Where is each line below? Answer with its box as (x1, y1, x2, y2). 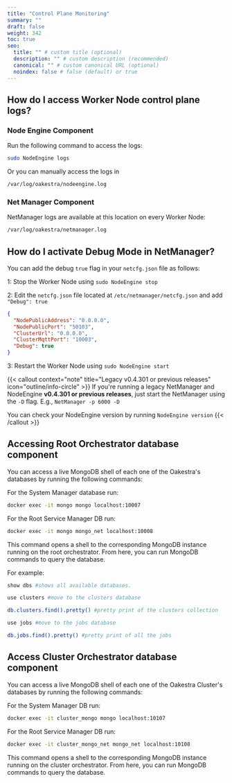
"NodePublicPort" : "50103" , (13, 323, 95, 330)
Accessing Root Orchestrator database (7, 438, 179, 450)
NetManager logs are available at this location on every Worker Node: (7, 213, 206, 221)
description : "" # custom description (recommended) (13, 56, 169, 62)
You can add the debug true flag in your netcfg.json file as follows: (7, 264, 200, 272)
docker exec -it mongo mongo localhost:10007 (7, 501, 141, 509)
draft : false (7, 23, 45, 30)
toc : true (7, 36, 36, 43)
